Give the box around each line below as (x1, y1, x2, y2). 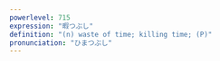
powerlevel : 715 (9, 13, 71, 22)
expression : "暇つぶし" (9, 22, 93, 30)
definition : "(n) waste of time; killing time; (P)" (9, 30, 213, 39)
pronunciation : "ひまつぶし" (9, 38, 113, 48)
